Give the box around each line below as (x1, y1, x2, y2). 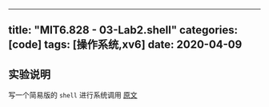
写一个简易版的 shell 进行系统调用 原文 (8, 90, 138, 100)
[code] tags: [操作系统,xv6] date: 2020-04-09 (8, 38, 243, 52)
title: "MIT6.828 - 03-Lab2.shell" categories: (8, 23, 239, 37)
